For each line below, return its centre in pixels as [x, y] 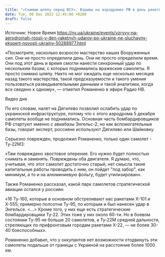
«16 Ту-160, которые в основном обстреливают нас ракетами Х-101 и [78, 199]
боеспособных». [29, 230]
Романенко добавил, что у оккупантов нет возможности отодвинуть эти [81, 240]
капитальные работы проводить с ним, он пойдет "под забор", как [75, 169]
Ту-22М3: [15, 144]
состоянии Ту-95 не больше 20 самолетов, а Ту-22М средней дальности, [82, 220]
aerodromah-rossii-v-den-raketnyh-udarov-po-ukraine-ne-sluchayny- [76, 38]
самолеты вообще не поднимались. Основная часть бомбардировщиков [82, 119]
